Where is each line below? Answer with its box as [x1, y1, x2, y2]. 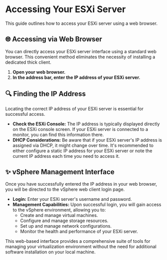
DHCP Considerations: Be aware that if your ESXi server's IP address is [12, 137, 162, 143]
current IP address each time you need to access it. [12, 153, 120, 159]
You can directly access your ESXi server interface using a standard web [5, 48, 157, 54]
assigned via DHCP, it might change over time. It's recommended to [12, 142, 154, 148]
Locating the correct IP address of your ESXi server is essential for [5, 105, 144, 112]
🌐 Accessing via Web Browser [5, 35, 102, 44]
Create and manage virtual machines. [20, 212, 98, 219]
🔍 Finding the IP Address [5, 90, 86, 98]
